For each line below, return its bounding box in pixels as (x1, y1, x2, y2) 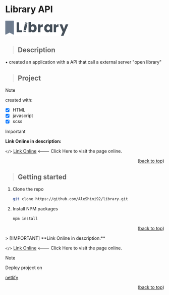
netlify (5, 275, 19, 281)
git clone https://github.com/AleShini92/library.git (12, 197, 128, 202)
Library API (5, 4, 53, 15)
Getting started (17, 172, 67, 181)
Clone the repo (12, 186, 44, 192)
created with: (5, 97, 33, 103)
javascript (12, 113, 33, 119)
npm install (12, 216, 38, 222)
